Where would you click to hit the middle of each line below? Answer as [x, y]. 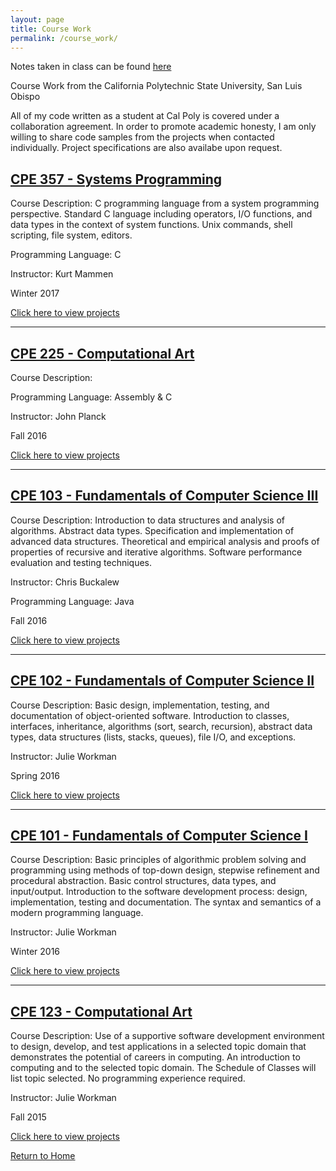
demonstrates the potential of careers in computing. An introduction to [155, 1057]
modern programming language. [77, 913]
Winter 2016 [35, 952]
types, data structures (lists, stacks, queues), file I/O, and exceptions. [153, 737]
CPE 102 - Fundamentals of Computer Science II [162, 681]
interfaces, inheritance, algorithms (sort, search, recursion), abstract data [161, 726]
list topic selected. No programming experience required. [128, 1078]
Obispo [25, 97]
